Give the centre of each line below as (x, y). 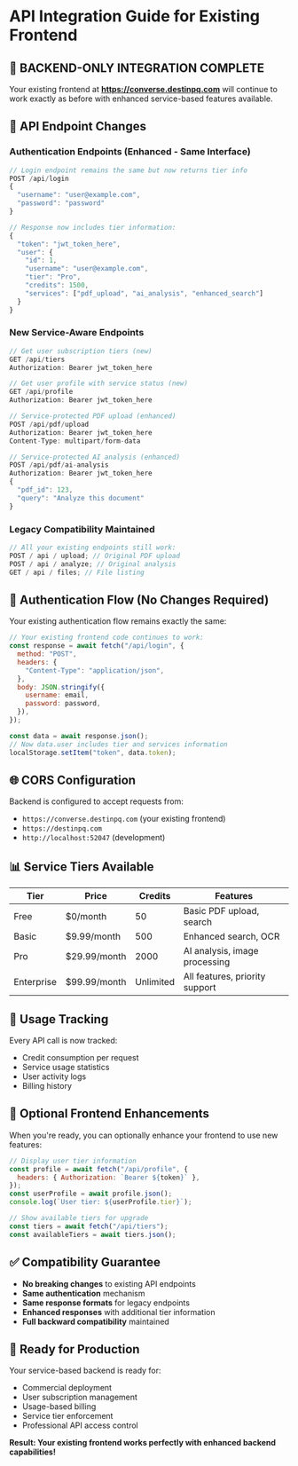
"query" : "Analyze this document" (81, 498)
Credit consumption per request (80, 1058)
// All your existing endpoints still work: (93, 548)
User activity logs (54, 1076)
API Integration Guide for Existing (134, 16)
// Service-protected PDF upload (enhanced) (93, 416)
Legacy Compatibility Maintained (82, 529)
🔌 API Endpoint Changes (78, 126)
